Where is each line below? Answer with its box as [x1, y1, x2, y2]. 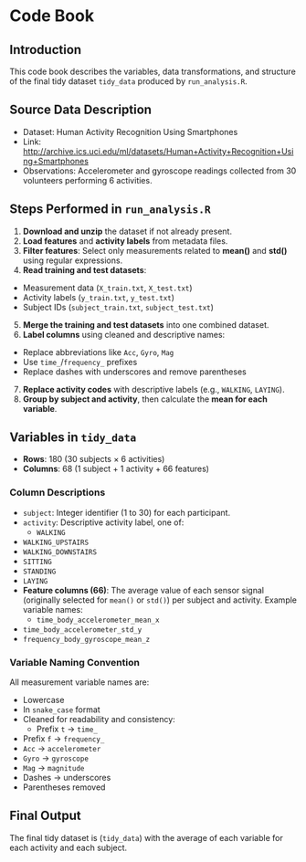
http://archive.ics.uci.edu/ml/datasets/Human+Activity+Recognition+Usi [22, 145, 294, 156]
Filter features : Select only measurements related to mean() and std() [22, 245, 288, 256]
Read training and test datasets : [22, 264, 147, 275]
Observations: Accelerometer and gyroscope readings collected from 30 [22, 165, 297, 176]
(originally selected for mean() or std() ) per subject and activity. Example [22, 594, 298, 605]
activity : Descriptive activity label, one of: [22, 517, 185, 528]
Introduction [9, 42, 82, 58]
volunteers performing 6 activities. [22, 174, 153, 185]
